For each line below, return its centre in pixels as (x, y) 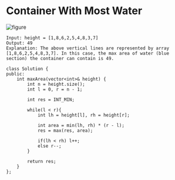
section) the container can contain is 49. (60, 58)
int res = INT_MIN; (51, 99)
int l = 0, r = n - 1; (55, 89)
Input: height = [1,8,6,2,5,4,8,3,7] (52, 38)
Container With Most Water (74, 11)
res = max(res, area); (65, 131)
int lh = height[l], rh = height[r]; (84, 115)
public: (16, 74)
